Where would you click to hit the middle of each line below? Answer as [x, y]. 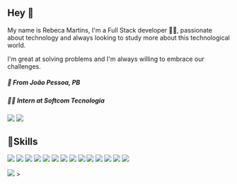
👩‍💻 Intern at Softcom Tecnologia [56, 100]
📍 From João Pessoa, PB [44, 83]
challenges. [24, 66]
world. [17, 45]
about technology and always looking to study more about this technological [118, 38]
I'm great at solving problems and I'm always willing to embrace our [106, 59]
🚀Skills [23, 141]
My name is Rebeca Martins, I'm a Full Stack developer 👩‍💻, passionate [110, 30]
